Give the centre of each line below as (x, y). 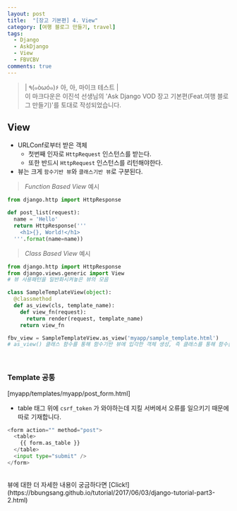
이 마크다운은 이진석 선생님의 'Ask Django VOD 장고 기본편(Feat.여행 (120, 96)
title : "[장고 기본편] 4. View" (53, 20)
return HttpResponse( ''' (50, 226)
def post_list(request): (44, 213)
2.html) (18, 500)
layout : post (26, 14)
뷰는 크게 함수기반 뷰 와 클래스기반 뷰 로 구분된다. (80, 172)
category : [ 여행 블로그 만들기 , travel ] (62, 27)
